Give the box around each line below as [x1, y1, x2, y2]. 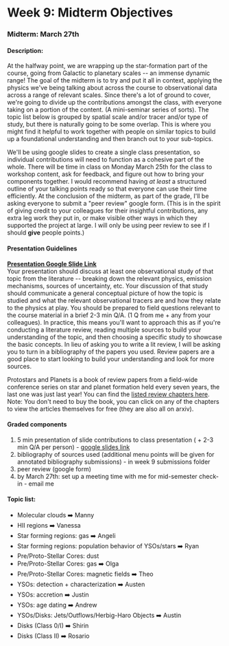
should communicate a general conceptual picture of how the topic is [7, 289, 204, 297]
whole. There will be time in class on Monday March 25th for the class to [7, 163, 213, 171]
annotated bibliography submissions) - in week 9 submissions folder [16, 457, 210, 466]
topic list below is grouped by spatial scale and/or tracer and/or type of [7, 113, 208, 121]
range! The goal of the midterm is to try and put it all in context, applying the [7, 76, 223, 85]
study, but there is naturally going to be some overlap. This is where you [7, 120, 211, 129]
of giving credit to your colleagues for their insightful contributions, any [7, 206, 208, 215]
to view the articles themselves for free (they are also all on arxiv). [7, 405, 194, 413]
